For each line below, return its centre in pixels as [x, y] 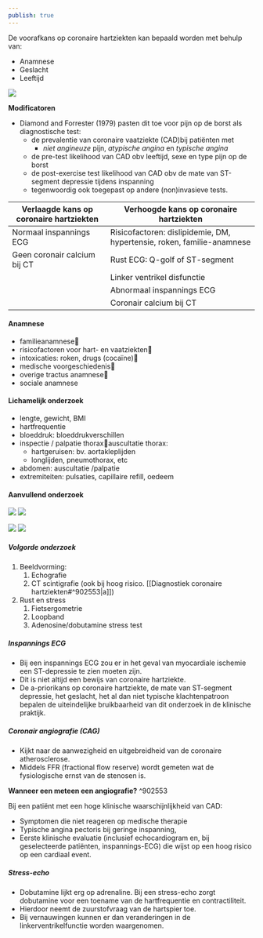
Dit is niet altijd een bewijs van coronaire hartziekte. [103, 680]
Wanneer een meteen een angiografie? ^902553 [88, 791]
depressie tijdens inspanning [108, 181]
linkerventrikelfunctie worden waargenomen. [92, 925]
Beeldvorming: [43, 567]
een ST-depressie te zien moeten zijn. [81, 671]
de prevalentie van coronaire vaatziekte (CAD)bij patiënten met [133, 140]
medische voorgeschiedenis [65, 366]
